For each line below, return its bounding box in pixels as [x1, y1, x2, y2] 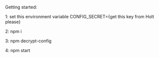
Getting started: [5, 4, 37, 10]
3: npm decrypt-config [5, 38, 52, 44]
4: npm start [5, 48, 31, 53]
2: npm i [5, 29, 22, 34]
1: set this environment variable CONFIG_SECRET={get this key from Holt [5, 14, 154, 19]
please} [5, 19, 21, 25]
